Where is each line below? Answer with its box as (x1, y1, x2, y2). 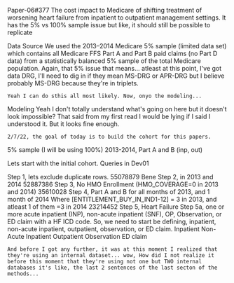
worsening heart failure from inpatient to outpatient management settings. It (7, 13, 226, 22)
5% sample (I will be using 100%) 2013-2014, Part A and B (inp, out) (7, 146, 203, 153)
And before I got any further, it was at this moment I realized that (7, 246, 218, 253)
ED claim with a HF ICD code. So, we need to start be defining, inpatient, (7, 217, 216, 226)
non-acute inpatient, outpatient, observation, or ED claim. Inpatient (7, 225, 200, 233)
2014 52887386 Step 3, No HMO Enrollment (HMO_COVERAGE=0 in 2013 (7, 180, 219, 188)
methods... (7, 270, 39, 277)
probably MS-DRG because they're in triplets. (7, 79, 139, 87)
